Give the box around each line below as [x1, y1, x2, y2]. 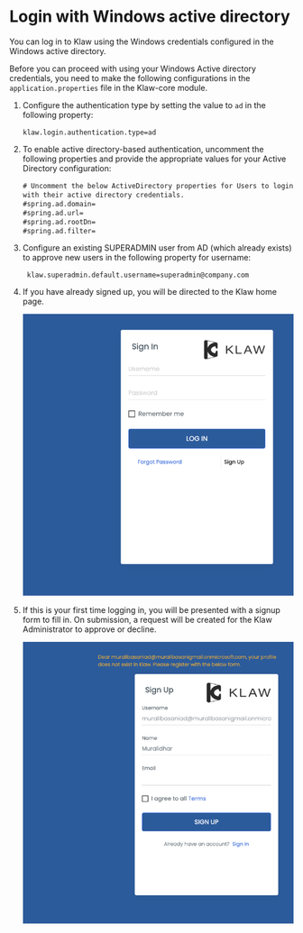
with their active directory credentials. [22, 190, 185, 199]
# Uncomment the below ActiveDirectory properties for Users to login [22, 181, 294, 190]
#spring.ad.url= [22, 208, 84, 217]
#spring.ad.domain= [22, 199, 96, 208]
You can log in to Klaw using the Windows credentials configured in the [9, 36, 274, 47]
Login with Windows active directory [9, 6, 290, 27]
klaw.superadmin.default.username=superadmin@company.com [26, 270, 250, 279]
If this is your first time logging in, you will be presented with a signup [22, 605, 281, 616]
